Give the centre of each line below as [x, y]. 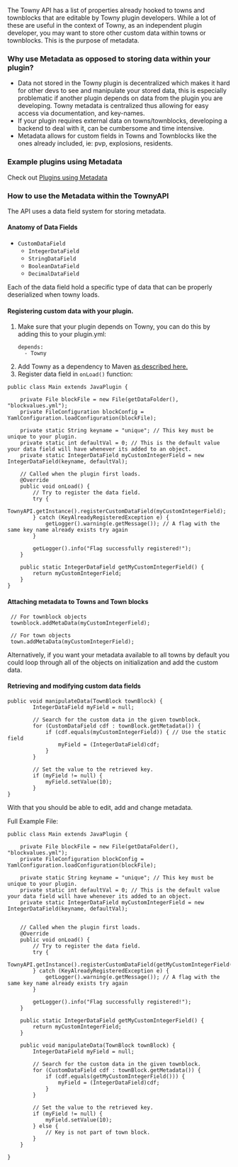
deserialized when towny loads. [53, 295]
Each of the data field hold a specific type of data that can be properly [110, 287]
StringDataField [52, 259]
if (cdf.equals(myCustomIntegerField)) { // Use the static [136, 732]
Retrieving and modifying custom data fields [74, 686]
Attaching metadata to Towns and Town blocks [78, 601]
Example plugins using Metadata [65, 162]
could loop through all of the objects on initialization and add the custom [113, 662]
